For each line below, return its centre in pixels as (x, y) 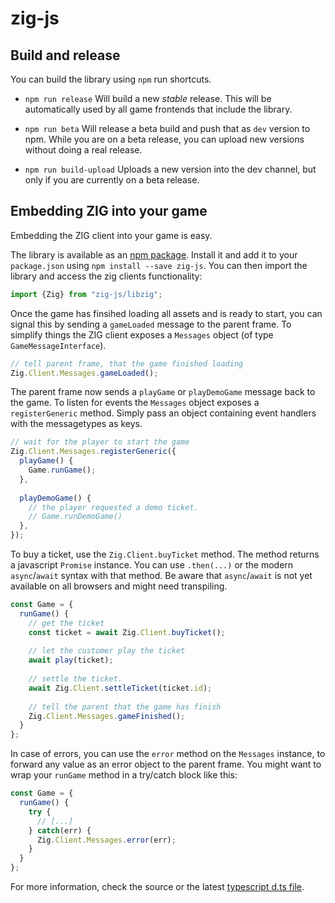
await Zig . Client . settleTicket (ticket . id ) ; (120, 688)
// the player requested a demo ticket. (113, 507)
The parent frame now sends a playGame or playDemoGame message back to (163, 392)
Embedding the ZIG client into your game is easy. (111, 235)
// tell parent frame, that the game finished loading (127, 363)
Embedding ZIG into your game (109, 211)
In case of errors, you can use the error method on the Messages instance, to (168, 754)
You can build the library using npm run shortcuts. (111, 79)
